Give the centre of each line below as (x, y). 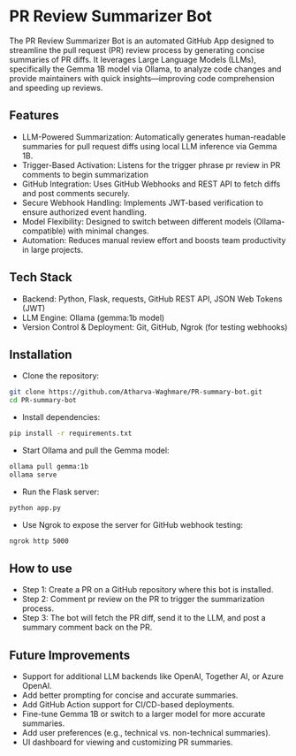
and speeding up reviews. (56, 88)
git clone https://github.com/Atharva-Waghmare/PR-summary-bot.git (136, 392)
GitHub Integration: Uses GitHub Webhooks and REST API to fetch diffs (151, 184)
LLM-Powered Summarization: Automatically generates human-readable (154, 137)
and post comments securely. (76, 193)
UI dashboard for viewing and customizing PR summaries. (127, 742)
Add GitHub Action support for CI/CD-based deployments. (128, 705)
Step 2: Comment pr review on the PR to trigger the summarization (143, 599)
